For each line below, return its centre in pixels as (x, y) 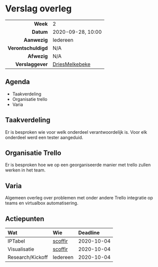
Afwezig (38, 56)
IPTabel (16, 241)
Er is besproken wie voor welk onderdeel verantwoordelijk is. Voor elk (76, 132)
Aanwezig (36, 40)
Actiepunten (25, 219)
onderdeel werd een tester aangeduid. (44, 137)
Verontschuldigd (28, 48)
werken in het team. (26, 170)
